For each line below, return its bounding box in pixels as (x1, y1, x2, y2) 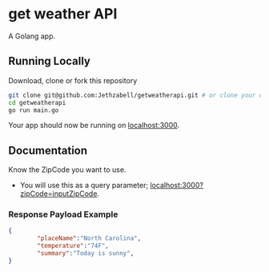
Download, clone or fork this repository (8, 75, 138, 85)
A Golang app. (8, 31, 56, 41)
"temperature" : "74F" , (37, 242, 110, 250)
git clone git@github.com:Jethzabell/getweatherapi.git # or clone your (8, 91, 256, 99)
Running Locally (8, 54, 90, 68)
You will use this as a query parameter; (19, 181, 149, 190)
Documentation (8, 143, 88, 157)
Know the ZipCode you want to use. (8, 165, 126, 174)
